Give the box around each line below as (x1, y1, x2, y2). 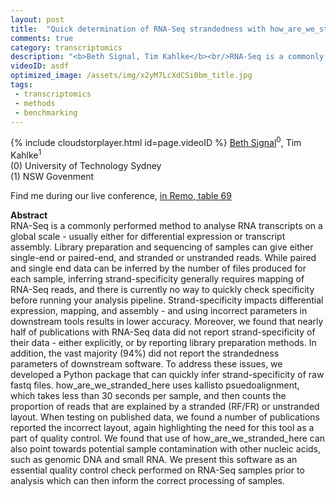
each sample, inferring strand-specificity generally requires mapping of (10, 272, 305, 285)
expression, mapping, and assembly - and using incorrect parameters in (10, 304, 308, 316)
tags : (10, 80, 33, 90)
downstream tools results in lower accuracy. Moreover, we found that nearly (10, 315, 324, 327)
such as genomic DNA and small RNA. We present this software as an (10, 453, 298, 465)
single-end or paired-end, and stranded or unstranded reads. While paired (10, 251, 317, 263)
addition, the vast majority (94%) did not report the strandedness (10, 347, 280, 359)
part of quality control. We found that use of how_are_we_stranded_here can (10, 432, 326, 444)
